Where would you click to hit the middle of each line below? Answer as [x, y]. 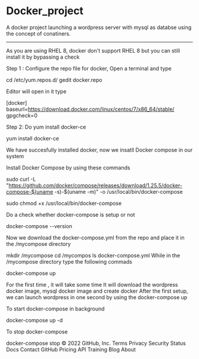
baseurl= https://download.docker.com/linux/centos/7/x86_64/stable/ [90, 109]
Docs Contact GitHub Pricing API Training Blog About [71, 349]
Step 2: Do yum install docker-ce [46, 127]
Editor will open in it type [36, 91]
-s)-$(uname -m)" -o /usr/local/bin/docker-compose [118, 191]
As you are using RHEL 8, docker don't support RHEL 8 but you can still [93, 50]
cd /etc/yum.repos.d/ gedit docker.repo [54, 80]
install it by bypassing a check [43, 57]
